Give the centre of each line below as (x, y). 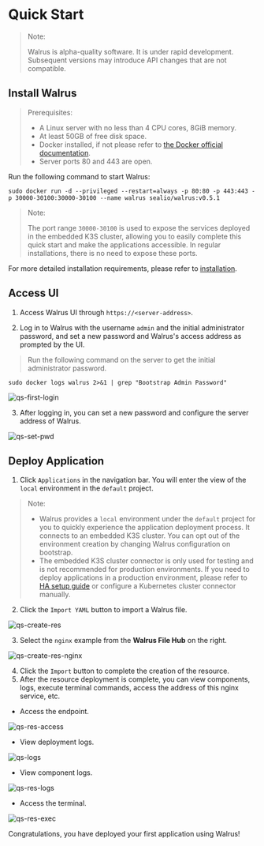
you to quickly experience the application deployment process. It (144, 528)
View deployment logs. (57, 742)
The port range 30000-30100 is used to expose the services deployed (139, 227)
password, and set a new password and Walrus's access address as (130, 336)
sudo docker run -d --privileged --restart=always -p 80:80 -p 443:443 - (132, 191)
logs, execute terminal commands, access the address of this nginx (129, 688)
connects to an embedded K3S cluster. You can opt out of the (139, 536)
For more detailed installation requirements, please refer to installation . (123, 268)
